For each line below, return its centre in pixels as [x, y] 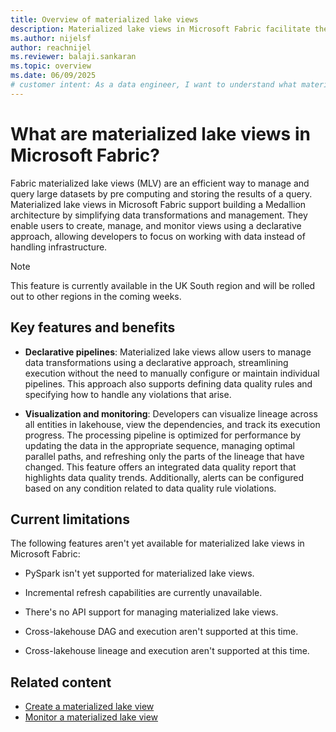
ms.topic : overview [51, 66]
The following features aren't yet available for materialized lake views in [157, 543]
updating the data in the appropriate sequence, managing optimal [159, 445]
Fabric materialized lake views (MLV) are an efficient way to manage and [160, 183]
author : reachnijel [51, 47]
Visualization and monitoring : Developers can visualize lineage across [171, 413]
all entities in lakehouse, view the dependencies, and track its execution [172, 424]
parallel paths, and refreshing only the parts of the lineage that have [164, 456]
